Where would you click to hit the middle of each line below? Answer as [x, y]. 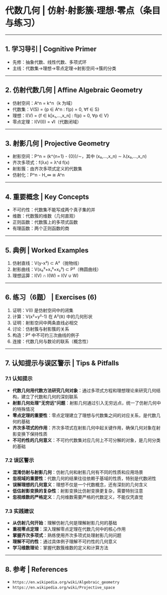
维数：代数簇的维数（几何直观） [45, 216]
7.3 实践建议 [20, 511]
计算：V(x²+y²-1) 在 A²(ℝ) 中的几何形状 [52, 316]
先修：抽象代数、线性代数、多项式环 [49, 62]
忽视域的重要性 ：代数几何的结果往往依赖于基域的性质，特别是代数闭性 [84, 478]
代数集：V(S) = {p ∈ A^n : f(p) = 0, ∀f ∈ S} [56, 109]
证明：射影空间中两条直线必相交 [45, 323]
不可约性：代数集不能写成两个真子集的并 [54, 210]
